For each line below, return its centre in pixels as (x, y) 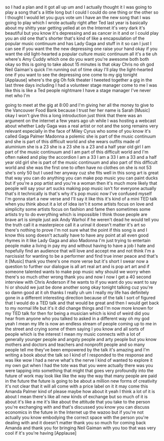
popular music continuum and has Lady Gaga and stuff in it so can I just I (78, 43)
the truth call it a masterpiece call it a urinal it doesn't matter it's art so (75, 225)
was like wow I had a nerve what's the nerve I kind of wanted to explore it (79, 360)
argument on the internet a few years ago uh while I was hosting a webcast (81, 121)
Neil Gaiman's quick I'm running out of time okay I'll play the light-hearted (79, 70)
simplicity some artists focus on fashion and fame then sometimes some (78, 209)
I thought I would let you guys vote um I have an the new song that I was (78, 17)
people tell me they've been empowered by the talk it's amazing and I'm (77, 350)
